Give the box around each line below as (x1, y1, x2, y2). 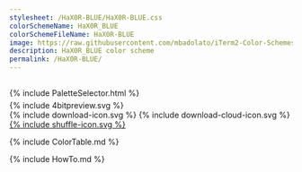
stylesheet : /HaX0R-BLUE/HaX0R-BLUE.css (9, 13, 164, 22)
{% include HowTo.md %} (9, 154, 105, 165)
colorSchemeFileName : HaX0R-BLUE (9, 30, 135, 39)
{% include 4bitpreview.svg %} (9, 100, 124, 111)
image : (9, 38, 34, 47)
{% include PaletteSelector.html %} (9, 88, 140, 99)
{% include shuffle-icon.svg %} (9, 119, 126, 130)
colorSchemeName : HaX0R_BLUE (9, 21, 119, 30)
